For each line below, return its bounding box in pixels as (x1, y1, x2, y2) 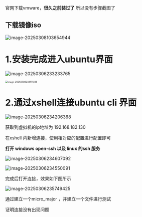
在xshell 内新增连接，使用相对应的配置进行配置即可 (5, 135, 111, 141)
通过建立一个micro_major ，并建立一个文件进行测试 (5, 195, 111, 202)
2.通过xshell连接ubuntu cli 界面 (5, 97, 137, 108)
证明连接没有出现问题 (5, 206, 49, 212)
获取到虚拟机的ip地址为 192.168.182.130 (5, 124, 86, 130)
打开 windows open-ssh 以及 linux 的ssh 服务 (5, 145, 100, 151)
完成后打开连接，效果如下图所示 (5, 175, 71, 181)
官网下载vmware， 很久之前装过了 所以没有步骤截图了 (5, 5, 115, 11)
